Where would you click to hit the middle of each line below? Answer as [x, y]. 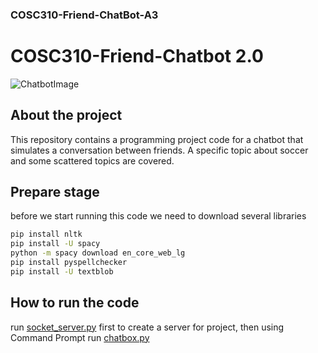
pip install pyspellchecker [69, 263]
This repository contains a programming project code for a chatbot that [157, 139]
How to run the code [75, 303]
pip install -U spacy [55, 244]
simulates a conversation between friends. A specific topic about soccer [159, 150]
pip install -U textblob [62, 271]
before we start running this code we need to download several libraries [158, 216]
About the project [66, 115]
